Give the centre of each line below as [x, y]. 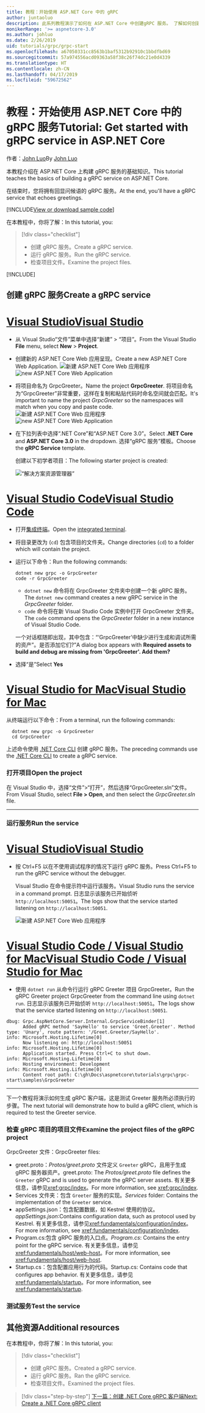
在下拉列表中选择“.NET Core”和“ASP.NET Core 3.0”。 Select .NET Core [104, 433]
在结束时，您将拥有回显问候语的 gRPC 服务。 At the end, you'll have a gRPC [101, 191]
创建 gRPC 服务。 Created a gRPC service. [83, 1368]
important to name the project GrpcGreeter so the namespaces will [99, 400]
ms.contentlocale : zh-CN [38, 69]
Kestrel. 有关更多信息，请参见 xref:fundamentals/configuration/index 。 [103, 1223]
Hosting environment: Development [67, 1064]
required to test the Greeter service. [51, 1113]
